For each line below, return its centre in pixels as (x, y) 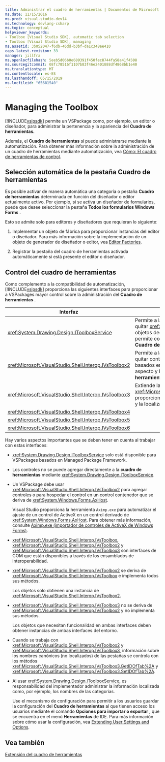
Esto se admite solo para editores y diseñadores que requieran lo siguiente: (82, 222)
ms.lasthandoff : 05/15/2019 (34, 78)
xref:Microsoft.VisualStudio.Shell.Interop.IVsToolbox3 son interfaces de (84, 551)
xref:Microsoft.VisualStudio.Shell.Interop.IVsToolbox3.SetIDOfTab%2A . (84, 671)
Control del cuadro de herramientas (61, 272)
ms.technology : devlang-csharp (37, 23)
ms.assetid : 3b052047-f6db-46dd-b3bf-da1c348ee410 (58, 46)
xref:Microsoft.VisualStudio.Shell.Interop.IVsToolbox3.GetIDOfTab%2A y (85, 666)
